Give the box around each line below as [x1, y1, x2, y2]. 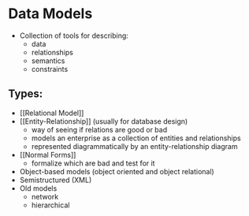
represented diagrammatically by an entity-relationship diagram [31, 141, 238, 151]
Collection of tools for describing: [19, 31, 128, 40]
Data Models [8, 5, 93, 23]
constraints [31, 64, 69, 73]
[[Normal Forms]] [19, 150, 76, 159]
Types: [8, 88, 43, 101]
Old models [19, 183, 58, 193]
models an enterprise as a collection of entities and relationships [31, 133, 242, 143]
